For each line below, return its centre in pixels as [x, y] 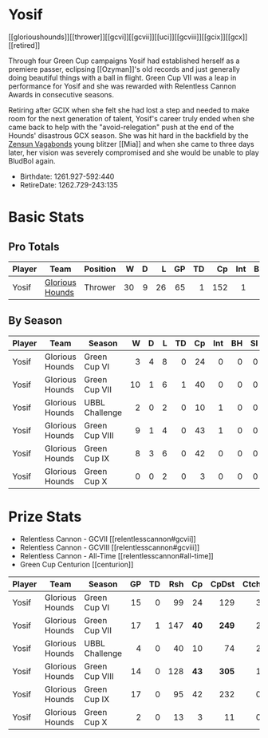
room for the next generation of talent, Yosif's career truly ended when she [132, 118]
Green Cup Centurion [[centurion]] [77, 564]
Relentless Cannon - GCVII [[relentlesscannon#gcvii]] [108, 539]
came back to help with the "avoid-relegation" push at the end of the [121, 127]
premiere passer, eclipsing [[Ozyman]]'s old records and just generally [124, 69]
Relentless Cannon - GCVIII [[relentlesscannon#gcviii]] [110, 547]
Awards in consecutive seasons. [61, 94]
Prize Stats [45, 517]
